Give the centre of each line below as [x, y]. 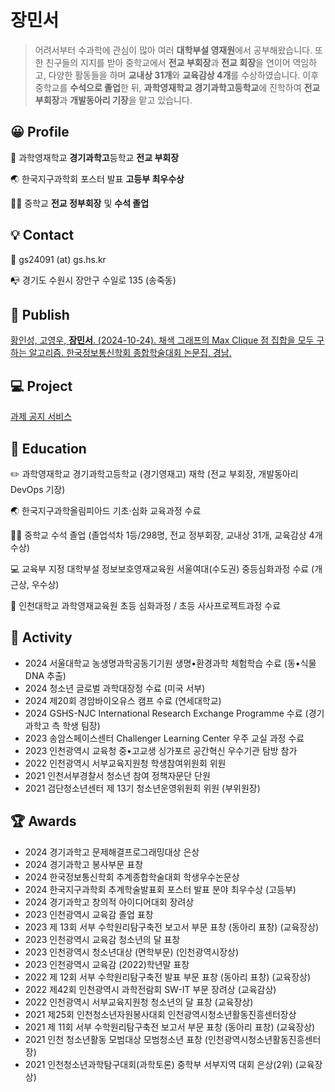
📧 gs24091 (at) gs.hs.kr [58, 259]
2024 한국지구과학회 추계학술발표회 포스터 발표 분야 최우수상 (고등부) [160, 889]
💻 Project [41, 386]
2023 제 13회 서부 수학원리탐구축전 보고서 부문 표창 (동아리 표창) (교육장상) [172, 927]
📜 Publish [40, 314]
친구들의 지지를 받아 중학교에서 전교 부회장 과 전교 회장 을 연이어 [168, 62]
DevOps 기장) [38, 489]
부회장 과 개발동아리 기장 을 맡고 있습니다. [113, 100]
